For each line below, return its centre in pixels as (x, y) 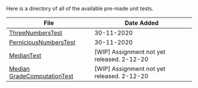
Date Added (142, 23)
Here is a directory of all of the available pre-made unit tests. (80, 9)
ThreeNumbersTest (36, 33)
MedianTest (25, 55)
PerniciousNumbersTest (42, 42)
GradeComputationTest (41, 76)
